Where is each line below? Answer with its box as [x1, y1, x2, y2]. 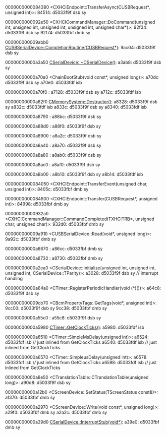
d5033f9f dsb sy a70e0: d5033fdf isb [5, 79, 82, 85]
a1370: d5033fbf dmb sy [5, 394, 55, 400]
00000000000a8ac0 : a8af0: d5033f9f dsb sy [5, 162, 101, 168]
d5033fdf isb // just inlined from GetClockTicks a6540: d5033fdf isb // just [5, 339, 157, 345]
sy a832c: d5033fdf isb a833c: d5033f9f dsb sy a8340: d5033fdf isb [5, 104, 147, 110]
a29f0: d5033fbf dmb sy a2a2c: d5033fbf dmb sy [5, 409, 108, 415]
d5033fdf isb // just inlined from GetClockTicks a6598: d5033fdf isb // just [5, 360, 157, 365]
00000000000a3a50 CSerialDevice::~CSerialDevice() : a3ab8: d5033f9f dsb [5, 60, 162, 65]
